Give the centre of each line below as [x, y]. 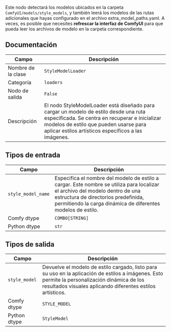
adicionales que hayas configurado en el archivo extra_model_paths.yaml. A [85, 18]
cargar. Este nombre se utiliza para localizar [107, 184]
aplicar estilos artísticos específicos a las [93, 131]
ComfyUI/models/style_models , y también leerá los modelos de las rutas [80, 13]
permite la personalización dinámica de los [93, 280]
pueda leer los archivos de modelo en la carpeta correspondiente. [75, 29]
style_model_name [29, 194]
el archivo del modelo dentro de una [97, 191]
